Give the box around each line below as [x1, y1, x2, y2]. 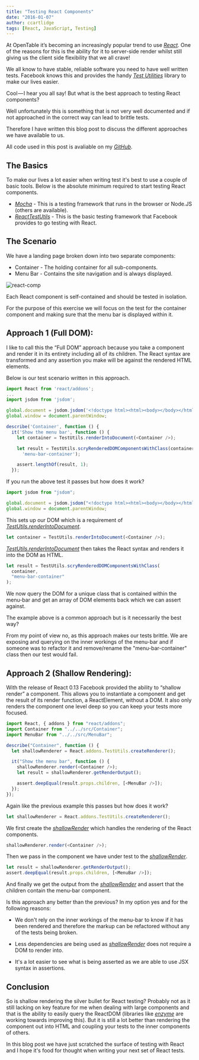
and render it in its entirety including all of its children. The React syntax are [6, 350, 191, 357]
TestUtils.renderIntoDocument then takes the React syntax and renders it [6, 545, 184, 552]
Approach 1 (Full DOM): [6, 328, 94, 338]
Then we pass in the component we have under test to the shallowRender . [6, 853, 188, 860]
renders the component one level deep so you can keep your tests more [6, 703, 182, 710]
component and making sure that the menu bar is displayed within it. [6, 311, 174, 318]
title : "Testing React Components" [6, 8, 94, 15]
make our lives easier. [6, 78, 59, 86]
